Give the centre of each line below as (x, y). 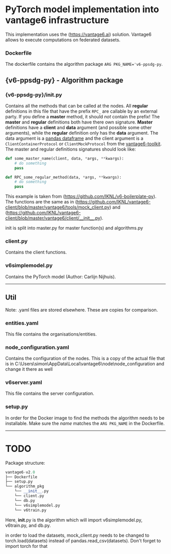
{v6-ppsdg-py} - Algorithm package (64, 80)
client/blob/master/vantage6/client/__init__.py (53, 218)
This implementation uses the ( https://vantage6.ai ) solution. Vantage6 (78, 34)
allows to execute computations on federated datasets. (63, 40)
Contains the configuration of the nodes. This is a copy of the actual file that (85, 359)
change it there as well (29, 369)
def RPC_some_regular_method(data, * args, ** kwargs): (64, 177)
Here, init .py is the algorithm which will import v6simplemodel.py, (74, 520)
